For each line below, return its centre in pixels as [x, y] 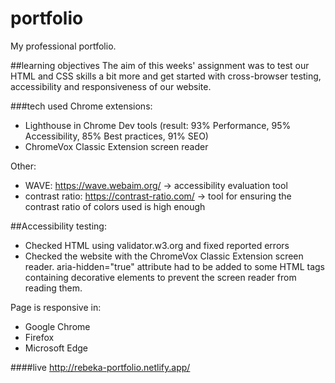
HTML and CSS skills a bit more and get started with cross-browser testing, [166, 76]
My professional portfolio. [63, 46]
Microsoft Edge [56, 348]
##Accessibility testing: [58, 226]
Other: [23, 166]
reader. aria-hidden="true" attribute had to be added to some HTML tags [174, 266]
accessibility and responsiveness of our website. [111, 86]
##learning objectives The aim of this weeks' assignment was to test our [160, 65]
